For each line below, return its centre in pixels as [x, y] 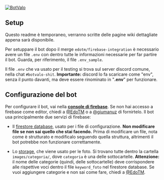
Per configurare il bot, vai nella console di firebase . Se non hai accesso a [79, 106]
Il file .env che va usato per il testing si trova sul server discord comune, [78, 69]
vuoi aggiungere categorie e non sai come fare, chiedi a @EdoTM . [79, 172]
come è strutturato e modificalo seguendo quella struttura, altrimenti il [83, 137]
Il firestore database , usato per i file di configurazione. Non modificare [83, 126]
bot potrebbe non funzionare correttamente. [57, 142]
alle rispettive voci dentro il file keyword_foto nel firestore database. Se [83, 167]
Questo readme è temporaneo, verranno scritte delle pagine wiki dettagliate [81, 35]
